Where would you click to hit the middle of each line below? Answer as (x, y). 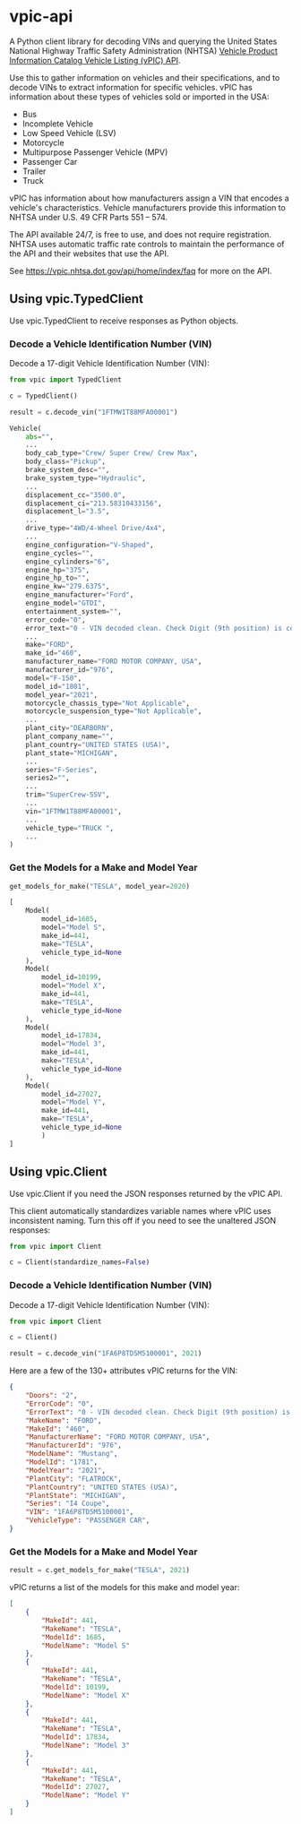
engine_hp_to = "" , (58, 578)
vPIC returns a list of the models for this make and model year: (125, 1587)
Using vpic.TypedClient (76, 299)
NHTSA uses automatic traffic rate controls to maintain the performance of (147, 244)
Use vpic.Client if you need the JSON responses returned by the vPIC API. (146, 1193)
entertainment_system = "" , (74, 611)
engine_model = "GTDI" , (65, 603)
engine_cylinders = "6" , (68, 562)
